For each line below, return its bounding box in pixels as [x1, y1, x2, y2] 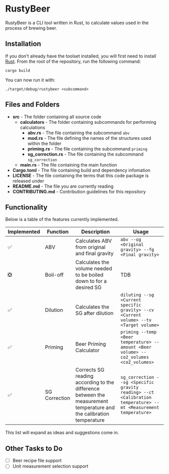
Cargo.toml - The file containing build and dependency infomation [12, 167, 151, 173]
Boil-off [45, 271, 64, 278]
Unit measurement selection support [12, 463, 89, 469]
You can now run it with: [5, 76, 55, 83]
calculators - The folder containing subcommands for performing [20, 119, 157, 125]
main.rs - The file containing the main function [20, 162, 117, 168]
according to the [75, 379, 115, 386]
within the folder [27, 140, 62, 146]
